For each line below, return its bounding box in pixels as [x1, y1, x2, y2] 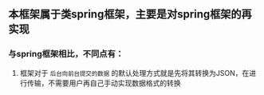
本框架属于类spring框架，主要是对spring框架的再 [8, 7, 253, 22]
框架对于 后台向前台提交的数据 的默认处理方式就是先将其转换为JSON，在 [19, 68, 250, 77]
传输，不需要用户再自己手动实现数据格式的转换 [26, 78, 181, 88]
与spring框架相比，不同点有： [8, 49, 124, 60]
